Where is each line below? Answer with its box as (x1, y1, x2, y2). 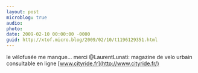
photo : (6, 25, 23, 32)
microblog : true (6, 14, 47, 21)
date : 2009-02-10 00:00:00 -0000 (6, 31, 91, 37)
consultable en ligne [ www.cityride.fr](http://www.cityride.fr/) (6, 60, 159, 67)
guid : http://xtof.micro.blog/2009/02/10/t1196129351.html (6, 37, 158, 43)
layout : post (6, 8, 39, 15)
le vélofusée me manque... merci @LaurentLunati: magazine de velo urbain (6, 54, 193, 60)
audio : (6, 20, 23, 26)
